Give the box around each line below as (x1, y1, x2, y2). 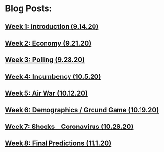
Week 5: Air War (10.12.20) (5, 89, 88, 98)
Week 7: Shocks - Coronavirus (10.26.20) (5, 122, 134, 130)
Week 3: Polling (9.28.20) (5, 56, 85, 64)
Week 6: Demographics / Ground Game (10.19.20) (5, 106, 159, 114)
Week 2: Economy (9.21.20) (5, 39, 92, 47)
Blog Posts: (5, 3, 52, 14)
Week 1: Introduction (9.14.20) (5, 23, 99, 31)
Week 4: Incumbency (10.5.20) (5, 72, 101, 81)
